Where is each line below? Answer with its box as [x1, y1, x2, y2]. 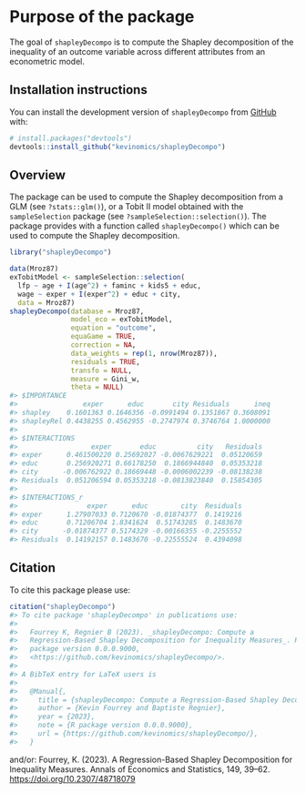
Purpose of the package [9, 6, 195, 27]
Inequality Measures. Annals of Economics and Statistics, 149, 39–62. [9, 763, 270, 775]
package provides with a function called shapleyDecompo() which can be [9, 220, 280, 231]
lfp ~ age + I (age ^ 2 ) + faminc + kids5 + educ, [17, 280, 202, 290]
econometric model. [9, 56, 85, 66]
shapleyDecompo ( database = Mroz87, [9, 307, 145, 316]
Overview [9, 167, 66, 183]
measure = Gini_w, [70, 374, 141, 383]
